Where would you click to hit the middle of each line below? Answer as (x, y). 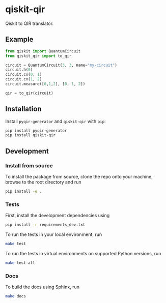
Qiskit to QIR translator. (30, 23)
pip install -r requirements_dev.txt (45, 225)
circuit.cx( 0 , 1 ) (24, 75)
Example (19, 39)
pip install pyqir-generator (36, 131)
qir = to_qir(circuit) (29, 93)
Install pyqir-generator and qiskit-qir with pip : (56, 121)
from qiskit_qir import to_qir (38, 56)
